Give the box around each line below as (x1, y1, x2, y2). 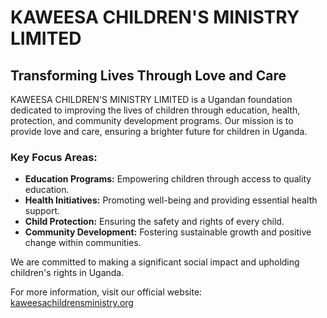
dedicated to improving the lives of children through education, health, (10, 104, 301, 116)
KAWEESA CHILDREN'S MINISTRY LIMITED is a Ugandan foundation (10, 94, 293, 105)
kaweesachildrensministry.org (10, 297, 134, 309)
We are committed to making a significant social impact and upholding (10, 256, 300, 268)
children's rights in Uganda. (10, 267, 125, 279)
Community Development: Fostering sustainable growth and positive (24, 226, 312, 238)
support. (24, 205, 61, 217)
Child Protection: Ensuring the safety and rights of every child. (24, 216, 285, 228)
